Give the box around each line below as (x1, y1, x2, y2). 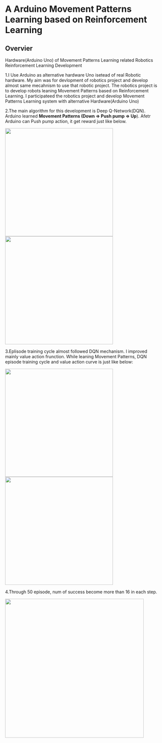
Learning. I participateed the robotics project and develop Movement (5, 93, 145, 99)
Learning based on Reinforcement (5, 14, 147, 25)
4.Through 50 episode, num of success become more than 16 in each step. (5, 589, 158, 595)
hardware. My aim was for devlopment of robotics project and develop (5, 78, 148, 83)
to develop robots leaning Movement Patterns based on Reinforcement (5, 88, 149, 93)
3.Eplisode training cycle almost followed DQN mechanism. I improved (5, 348, 148, 354)
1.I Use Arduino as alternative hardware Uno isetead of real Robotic (5, 72, 141, 78)
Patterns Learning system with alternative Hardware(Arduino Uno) (5, 98, 139, 104)
